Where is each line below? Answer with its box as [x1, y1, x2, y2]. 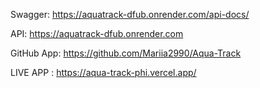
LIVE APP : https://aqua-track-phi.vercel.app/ [10, 67, 197, 78]
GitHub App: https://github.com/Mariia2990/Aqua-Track [10, 47, 242, 59]
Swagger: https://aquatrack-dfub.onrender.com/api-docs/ [10, 9, 250, 20]
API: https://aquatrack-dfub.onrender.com [10, 28, 184, 39]
